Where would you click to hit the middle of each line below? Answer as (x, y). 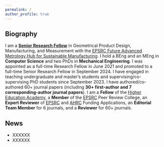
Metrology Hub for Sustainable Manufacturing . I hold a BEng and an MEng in (82, 56)
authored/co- (133, 82)
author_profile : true (27, 14)
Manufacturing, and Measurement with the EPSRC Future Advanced (74, 51)
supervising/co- (125, 77)
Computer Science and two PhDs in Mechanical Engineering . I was (74, 61)
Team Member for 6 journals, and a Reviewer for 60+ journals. (69, 108)
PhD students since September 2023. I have (74, 82)
